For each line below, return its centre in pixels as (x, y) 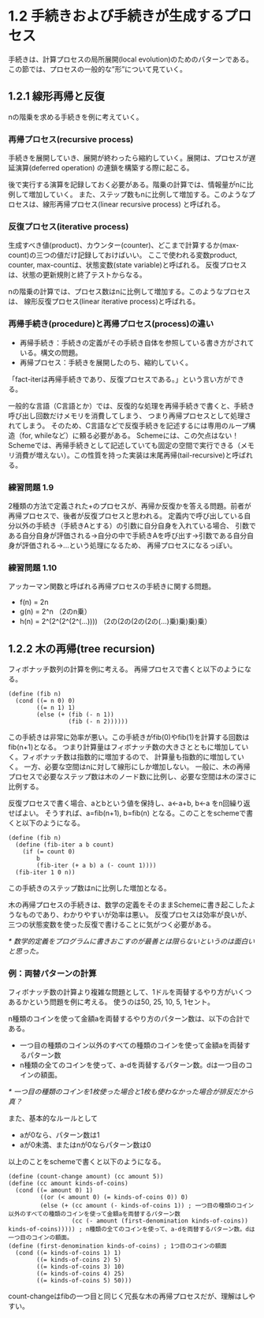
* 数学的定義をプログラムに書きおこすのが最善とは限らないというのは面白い (132, 941)
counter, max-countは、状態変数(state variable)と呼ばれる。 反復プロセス (128, 265)
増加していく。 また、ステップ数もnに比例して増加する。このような (138, 195)
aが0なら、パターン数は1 (59, 1135)
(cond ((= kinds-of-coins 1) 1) (69, 1253)
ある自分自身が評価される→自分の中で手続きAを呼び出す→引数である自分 (128, 535)
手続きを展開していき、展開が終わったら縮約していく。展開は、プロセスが (129, 158)
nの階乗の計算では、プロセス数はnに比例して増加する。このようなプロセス (130, 292)
